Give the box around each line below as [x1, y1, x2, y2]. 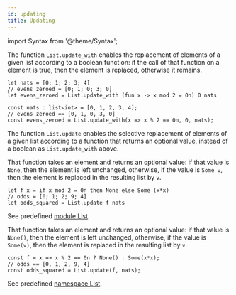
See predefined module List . [7, 211, 90, 220]
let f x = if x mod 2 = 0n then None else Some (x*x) [7, 186, 170, 194]
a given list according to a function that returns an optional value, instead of [7, 136, 228, 145]
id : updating [7, 10, 46, 18]
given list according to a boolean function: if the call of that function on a [7, 58, 220, 66]
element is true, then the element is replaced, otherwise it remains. [7, 65, 202, 74]
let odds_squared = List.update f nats [7, 199, 125, 206]
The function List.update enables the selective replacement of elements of [7, 129, 227, 137]
